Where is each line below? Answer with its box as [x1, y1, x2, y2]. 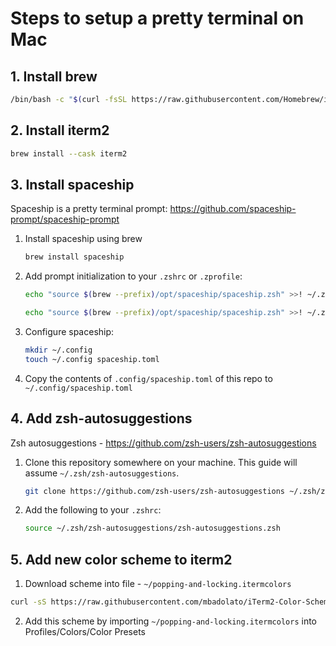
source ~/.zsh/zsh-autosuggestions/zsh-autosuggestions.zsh [24, 523, 281, 534]
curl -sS [10, 597, 47, 607]
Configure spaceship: [24, 326, 115, 337]
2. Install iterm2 [10, 122, 110, 139]
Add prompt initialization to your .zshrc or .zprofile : [24, 270, 243, 282]
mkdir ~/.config [24, 345, 93, 355]
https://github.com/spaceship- [169, 203, 297, 215]
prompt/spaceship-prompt [10, 213, 120, 226]
